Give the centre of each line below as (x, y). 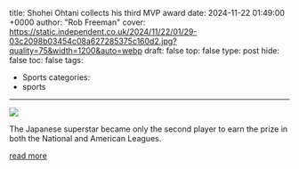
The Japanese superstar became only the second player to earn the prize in (149, 129)
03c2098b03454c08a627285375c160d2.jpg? (93, 41)
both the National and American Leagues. (85, 138)
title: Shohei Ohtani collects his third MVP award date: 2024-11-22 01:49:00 (147, 13)
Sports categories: (56, 77)
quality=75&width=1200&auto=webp (76, 51)
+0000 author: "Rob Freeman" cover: (77, 22)
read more (28, 156)
